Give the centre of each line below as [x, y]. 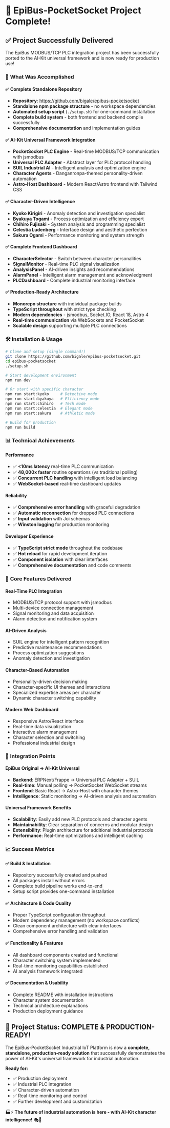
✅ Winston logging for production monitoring [61, 524]
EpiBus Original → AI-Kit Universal [42, 768]
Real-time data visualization [42, 726]
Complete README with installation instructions [63, 995]
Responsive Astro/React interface [48, 721]
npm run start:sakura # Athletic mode [50, 413]
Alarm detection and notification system [55, 619]
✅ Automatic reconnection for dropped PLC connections [73, 513]
